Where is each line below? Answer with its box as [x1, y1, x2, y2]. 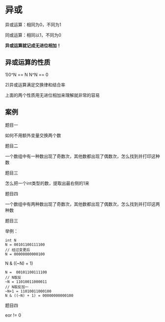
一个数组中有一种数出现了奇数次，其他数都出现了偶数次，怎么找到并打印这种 [5, 153, 160, 159]
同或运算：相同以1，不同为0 [5, 32, 61, 38]
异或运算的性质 [5, 58, 51, 67]
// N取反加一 [5, 284, 29, 290]
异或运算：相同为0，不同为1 [5, 22, 61, 27]
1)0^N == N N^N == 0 [5, 72, 49, 78]
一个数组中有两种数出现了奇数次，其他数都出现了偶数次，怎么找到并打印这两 [5, 201, 160, 207]
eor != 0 [5, 312, 21, 318]
